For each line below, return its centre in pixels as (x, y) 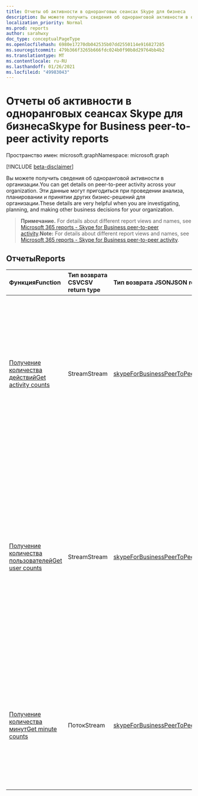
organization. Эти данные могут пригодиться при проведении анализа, (95, 191)
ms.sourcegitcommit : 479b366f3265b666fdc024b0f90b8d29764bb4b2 (85, 50)
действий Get (27, 377)
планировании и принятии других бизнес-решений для (76, 197)
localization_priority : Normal (44, 22)
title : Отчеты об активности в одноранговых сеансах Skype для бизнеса (96, 12)
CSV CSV (80, 282)
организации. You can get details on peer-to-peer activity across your (91, 184)
